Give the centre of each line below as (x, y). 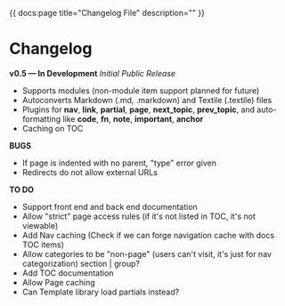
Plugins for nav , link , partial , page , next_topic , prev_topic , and (138, 109)
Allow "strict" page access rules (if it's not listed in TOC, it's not (138, 216)
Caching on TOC (53, 128)
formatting (41, 118)
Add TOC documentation (68, 273)
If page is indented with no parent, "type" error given (119, 163)
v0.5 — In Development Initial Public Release (93, 73)
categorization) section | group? (81, 263)
